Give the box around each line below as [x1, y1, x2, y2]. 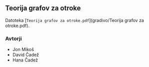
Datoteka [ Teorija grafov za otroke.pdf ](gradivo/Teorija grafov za [5, 17, 144, 23]
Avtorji [5, 35, 22, 42]
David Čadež [12, 52, 39, 58]
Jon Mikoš [12, 46, 34, 52]
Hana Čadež [12, 57, 38, 63]
